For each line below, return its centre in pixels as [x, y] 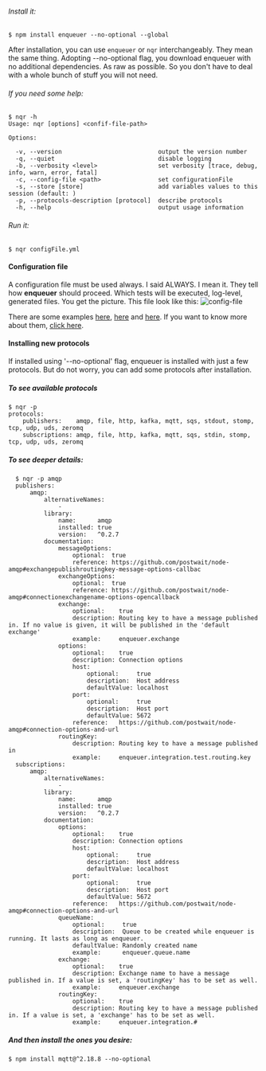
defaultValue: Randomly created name [135, 945]
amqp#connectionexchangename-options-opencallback [94, 597]
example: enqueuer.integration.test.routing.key [161, 757]
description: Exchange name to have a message [151, 973]
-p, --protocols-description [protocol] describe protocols [119, 201]
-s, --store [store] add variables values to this [137, 187]
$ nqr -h [23, 117]
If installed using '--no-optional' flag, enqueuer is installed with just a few [128, 362]
